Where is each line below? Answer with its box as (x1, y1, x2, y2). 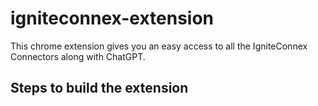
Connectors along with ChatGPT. (10, 50, 146, 62)
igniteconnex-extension (10, 7, 215, 30)
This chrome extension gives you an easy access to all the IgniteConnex (10, 40, 308, 52)
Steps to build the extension (10, 80, 189, 97)
